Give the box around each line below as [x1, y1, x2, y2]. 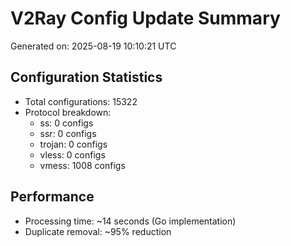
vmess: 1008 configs [39, 159, 126, 171]
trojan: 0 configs [39, 138, 108, 150]
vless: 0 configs [39, 148, 106, 161]
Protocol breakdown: [24, 106, 112, 118]
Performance [10, 188, 95, 206]
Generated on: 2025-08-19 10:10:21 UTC [10, 40, 177, 52]
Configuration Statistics [10, 69, 163, 86]
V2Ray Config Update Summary [10, 7, 281, 30]
